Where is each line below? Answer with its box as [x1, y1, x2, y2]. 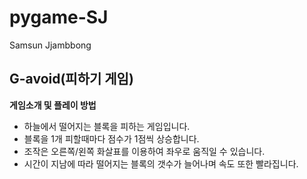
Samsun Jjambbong [9, 39, 92, 51]
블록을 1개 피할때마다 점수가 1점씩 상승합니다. [23, 132, 200, 145]
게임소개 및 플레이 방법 [9, 99, 97, 111]
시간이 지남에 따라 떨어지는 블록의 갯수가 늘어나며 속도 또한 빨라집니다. [23, 157, 299, 170]
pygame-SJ [9, 6, 109, 29]
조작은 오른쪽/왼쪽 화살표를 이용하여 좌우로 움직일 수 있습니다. [23, 145, 266, 157]
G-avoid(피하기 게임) [9, 71, 134, 88]
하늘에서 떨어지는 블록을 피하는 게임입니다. [23, 120, 191, 132]
